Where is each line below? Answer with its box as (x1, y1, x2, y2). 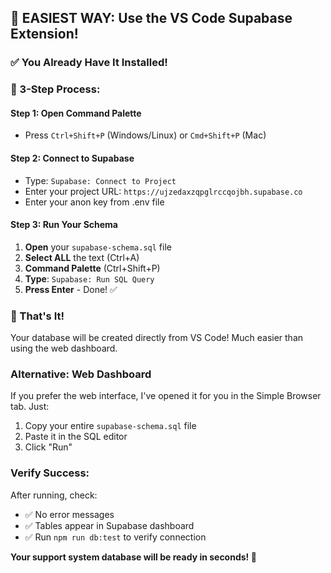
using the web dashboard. (10, 342, 118, 355)
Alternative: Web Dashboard (10, 367, 152, 381)
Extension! (10, 26, 79, 43)
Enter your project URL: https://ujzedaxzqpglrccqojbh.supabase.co (24, 185, 303, 197)
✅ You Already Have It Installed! (10, 56, 168, 70)
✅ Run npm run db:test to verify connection (24, 531, 207, 543)
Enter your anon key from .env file (24, 196, 165, 208)
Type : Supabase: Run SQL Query (24, 272, 155, 285)
